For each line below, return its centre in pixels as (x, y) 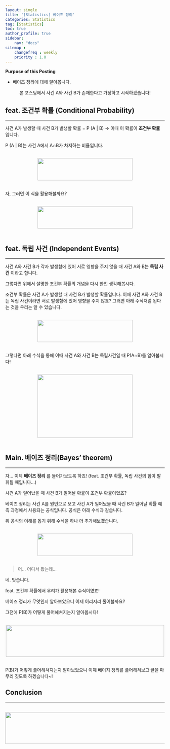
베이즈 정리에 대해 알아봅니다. (42, 82)
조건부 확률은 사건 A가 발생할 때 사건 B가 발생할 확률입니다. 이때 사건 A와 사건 (82, 294)
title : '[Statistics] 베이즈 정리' (40, 15)
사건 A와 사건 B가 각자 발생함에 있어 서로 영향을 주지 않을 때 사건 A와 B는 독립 (82, 266)
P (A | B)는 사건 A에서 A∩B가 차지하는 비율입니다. (54, 146)
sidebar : (14, 39)
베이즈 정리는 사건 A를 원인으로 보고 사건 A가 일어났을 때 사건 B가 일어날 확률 (81, 503)
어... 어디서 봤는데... (37, 569)
